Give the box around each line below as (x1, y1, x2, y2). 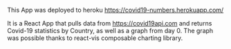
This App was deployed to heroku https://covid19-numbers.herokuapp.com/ (7, 6, 224, 14)
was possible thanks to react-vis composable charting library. (7, 34, 183, 42)
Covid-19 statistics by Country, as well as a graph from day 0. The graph (7, 27, 214, 35)
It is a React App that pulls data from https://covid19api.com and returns (7, 19, 212, 27)
